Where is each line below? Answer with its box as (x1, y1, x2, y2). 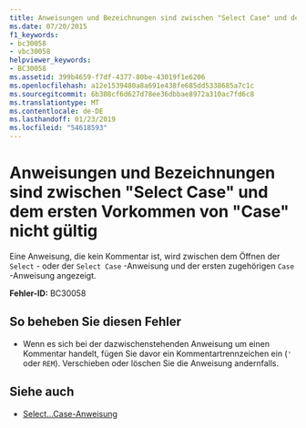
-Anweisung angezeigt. (9, 270, 97, 280)
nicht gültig (9, 220, 98, 241)
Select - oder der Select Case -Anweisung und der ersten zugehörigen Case (9, 260, 294, 271)
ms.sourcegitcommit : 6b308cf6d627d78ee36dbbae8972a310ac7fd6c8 (9, 89, 255, 98)
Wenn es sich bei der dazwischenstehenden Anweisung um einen (22, 338, 270, 349)
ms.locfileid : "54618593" (9, 124, 107, 133)
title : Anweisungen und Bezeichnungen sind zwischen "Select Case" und (9, 13, 287, 23)
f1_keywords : (9, 30, 59, 39)
